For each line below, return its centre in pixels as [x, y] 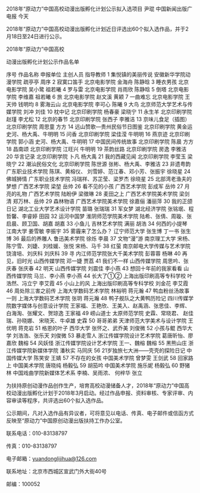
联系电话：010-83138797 [37, 433]
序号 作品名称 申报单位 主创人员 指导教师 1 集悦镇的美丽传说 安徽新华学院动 [99, 74]
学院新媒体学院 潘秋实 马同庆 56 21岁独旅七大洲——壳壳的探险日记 [104, 350]
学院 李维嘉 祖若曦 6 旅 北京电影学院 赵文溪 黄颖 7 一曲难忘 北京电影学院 [95, 97]
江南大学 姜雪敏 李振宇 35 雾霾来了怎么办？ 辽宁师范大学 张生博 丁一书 [93, 231]
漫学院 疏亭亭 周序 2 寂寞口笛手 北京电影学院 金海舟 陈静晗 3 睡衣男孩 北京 [98, 82]
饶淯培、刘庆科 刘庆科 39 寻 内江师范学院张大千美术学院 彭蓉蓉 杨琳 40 [93, 253]
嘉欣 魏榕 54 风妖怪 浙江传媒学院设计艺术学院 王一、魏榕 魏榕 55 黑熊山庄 [97, 343]
